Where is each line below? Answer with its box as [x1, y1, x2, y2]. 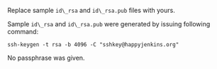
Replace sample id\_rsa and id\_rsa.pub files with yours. [7, 6, 175, 14]
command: [7, 28, 39, 36]
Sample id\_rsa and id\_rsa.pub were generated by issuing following [7, 20, 211, 28]
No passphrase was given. [7, 53, 85, 62]
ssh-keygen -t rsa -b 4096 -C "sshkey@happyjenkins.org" [7, 41, 179, 48]
